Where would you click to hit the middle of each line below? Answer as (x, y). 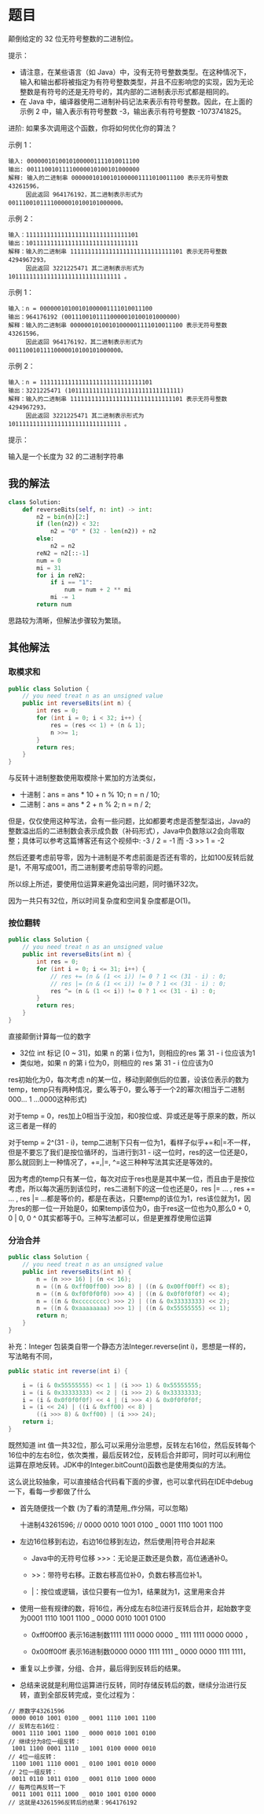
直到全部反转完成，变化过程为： (85, 1694)
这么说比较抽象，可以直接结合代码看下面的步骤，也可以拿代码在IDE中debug (131, 1481)
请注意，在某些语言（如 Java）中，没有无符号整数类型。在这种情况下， (135, 72)
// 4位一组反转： (33, 1757)
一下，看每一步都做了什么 (49, 1491)
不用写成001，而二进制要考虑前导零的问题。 (96, 867)
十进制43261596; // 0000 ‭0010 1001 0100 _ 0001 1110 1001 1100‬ (121, 1525)
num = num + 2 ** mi (98, 590)
